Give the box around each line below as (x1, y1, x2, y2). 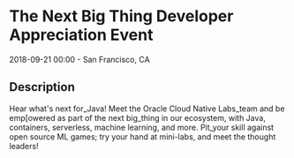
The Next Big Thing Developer (9, 6, 234, 26)
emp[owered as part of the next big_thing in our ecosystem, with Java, (9, 112, 267, 123)
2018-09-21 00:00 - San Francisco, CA (9, 54, 150, 64)
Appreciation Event (9, 25, 154, 45)
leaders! (9, 140, 39, 151)
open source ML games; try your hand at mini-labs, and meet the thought (9, 131, 276, 142)
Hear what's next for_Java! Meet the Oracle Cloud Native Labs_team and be (9, 103, 285, 114)
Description (9, 79, 75, 94)
